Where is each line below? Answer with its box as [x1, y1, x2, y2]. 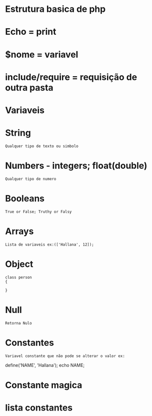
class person [5, 275, 32, 280]
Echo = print [5, 26, 56, 38]
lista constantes [5, 402, 73, 413]
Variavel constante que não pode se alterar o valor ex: [5, 353, 125, 359]
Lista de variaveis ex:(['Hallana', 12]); [5, 242, 94, 247]
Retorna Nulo [5, 320, 32, 325]
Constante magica [5, 379, 83, 391]
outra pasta [5, 82, 53, 93]
